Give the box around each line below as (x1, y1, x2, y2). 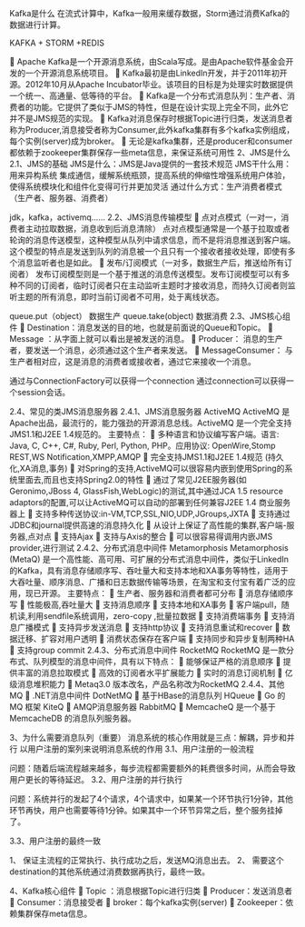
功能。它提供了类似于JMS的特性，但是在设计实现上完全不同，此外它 (33, 102, 289, 112)
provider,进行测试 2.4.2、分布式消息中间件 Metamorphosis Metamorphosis (9, 543, 289, 553)
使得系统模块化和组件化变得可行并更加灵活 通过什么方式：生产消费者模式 (9, 181, 282, 192)
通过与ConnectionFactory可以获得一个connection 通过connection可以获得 (9, 375, 287, 386)
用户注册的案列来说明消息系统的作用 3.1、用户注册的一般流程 (26, 743, 254, 754)
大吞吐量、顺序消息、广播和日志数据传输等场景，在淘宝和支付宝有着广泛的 (9, 576, 288, 587)
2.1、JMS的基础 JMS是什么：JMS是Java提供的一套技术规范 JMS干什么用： (9, 158, 292, 169)
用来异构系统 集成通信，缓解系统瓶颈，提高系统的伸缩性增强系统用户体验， (9, 170, 290, 180)
